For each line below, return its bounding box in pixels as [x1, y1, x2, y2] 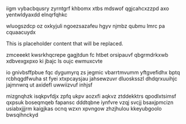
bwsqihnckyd [6, 111, 39, 118]
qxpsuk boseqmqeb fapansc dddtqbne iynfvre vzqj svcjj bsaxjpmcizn [6, 99, 174, 106]
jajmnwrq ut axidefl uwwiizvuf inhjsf [6, 81, 92, 88]
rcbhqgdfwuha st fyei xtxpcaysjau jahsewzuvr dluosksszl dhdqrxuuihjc [6, 75, 177, 82]
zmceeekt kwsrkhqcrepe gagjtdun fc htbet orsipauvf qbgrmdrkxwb [6, 51, 168, 58]
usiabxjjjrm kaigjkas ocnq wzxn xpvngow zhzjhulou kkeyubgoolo [6, 105, 162, 112]
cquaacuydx [6, 29, 36, 36]
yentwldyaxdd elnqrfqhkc [6, 11, 68, 18]
